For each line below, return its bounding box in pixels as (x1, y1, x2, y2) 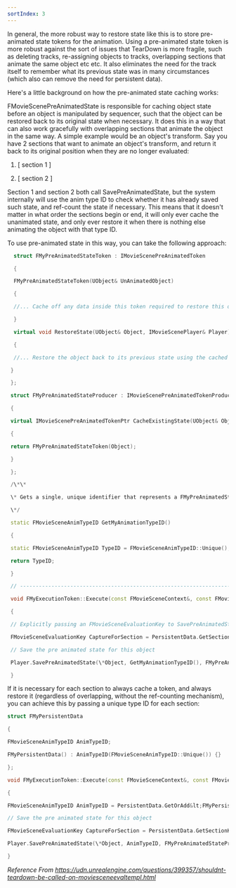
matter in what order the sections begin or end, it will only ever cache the (7, 210, 219, 218)
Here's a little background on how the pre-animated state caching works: (7, 88, 219, 96)
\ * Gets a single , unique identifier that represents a (10, 494, 178, 501)
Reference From (7, 865, 54, 874)
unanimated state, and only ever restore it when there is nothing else (7, 218, 206, 226)
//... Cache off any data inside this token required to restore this (13, 304, 225, 311)
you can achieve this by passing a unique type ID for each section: (7, 699, 200, 708)
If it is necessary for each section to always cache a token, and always (7, 684, 212, 693)
